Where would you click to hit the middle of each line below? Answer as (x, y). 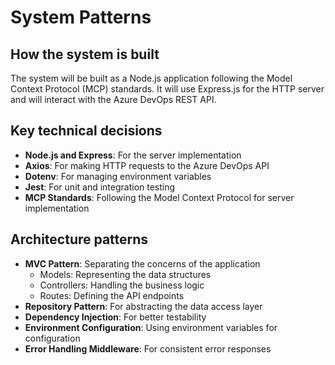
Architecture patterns (79, 239)
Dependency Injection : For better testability (115, 317)
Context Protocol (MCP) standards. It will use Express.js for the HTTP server (167, 89)
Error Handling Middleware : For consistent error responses (148, 348)
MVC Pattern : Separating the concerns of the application (142, 263)
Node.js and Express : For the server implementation (133, 155)
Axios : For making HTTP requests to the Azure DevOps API (147, 165)
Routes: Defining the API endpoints (112, 295)
